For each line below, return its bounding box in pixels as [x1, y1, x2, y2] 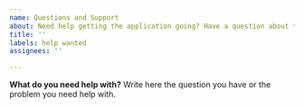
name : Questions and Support [9, 13, 119, 22]
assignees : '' [9, 47, 63, 56]
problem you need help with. [9, 89, 116, 100]
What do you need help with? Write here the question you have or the [9, 79, 271, 90]
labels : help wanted [9, 38, 88, 48]
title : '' [9, 30, 47, 39]
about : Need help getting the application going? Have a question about [9, 22, 290, 31]
